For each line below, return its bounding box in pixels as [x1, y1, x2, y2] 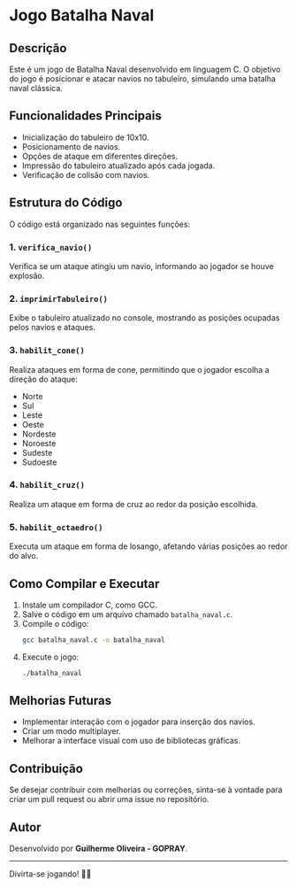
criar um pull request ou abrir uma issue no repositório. [9, 794, 209, 805]
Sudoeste [21, 457, 57, 467]
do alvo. [9, 551, 39, 561]
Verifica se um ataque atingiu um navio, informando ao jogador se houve [9, 260, 274, 271]
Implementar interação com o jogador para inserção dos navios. [21, 716, 255, 727]
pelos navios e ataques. [9, 322, 95, 333]
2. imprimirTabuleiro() [9, 292, 109, 305]
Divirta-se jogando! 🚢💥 [9, 869, 92, 879]
